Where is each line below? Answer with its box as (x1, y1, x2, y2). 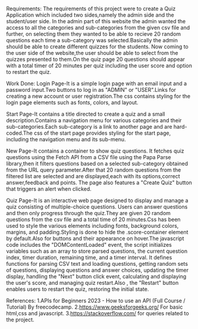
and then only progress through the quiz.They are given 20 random (6, 210, 171, 216)
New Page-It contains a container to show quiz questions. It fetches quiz (6, 147, 184, 154)
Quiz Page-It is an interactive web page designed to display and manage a (6, 197, 188, 204)
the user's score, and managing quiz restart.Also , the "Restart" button (6, 280, 179, 286)
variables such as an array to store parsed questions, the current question (6, 247, 188, 254)
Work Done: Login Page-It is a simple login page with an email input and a (6, 80, 187, 87)
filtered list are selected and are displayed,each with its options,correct (6, 173, 180, 179)
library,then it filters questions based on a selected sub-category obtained (6, 160, 188, 167)
